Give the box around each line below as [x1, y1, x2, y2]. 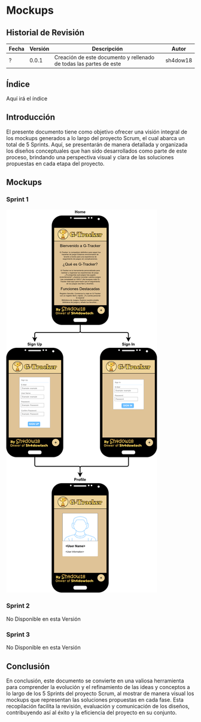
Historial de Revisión [6, 28, 85, 38]
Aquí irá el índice [6, 95, 48, 102]
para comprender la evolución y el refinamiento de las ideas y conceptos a [6, 683, 190, 690]
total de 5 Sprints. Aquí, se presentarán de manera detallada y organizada [6, 141, 188, 148]
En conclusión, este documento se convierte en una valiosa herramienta [6, 677, 184, 684]
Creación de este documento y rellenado [54, 53, 154, 60]
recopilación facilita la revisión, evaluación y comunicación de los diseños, [6, 702, 190, 709]
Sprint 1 [6, 195, 29, 204]
